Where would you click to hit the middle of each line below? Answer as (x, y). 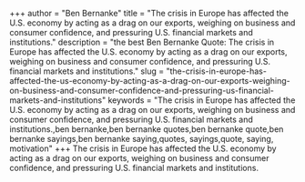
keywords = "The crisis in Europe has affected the (202, 100)
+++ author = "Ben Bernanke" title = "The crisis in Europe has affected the (149, 13)
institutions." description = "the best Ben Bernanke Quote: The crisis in (142, 42)
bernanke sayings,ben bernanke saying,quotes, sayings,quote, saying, (142, 139)
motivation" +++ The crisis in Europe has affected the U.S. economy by (143, 148)
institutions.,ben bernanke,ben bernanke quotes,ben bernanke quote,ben (147, 129)
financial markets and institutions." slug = (87, 71)
